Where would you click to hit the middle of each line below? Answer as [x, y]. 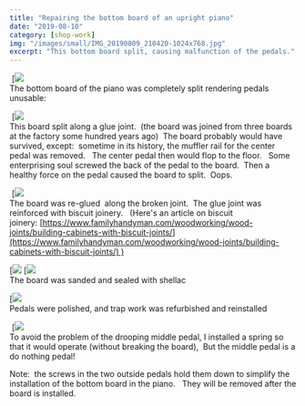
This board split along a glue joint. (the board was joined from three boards [151, 127]
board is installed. [43, 393]
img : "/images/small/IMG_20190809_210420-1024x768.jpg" [117, 43]
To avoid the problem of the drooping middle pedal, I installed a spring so [147, 337]
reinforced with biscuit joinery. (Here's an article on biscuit [122, 213]
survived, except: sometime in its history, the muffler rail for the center [142, 146]
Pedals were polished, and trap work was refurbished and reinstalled [138, 309]
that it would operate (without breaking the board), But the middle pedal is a [152, 347]
